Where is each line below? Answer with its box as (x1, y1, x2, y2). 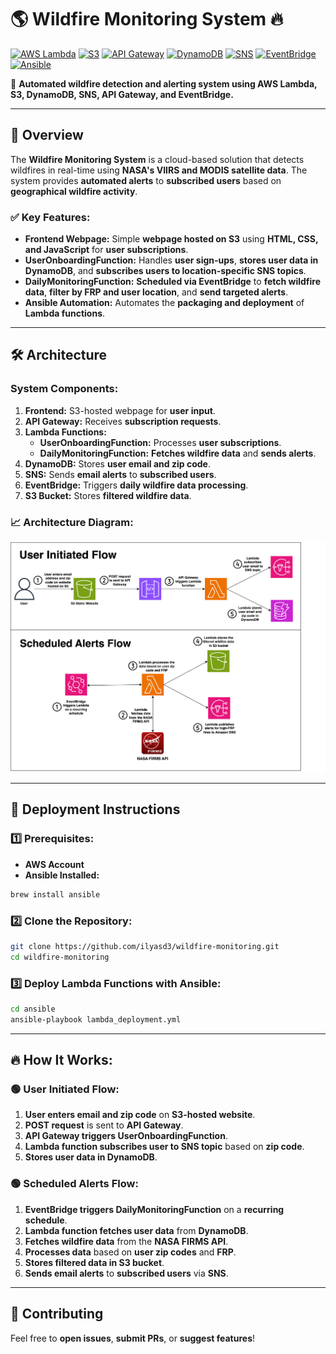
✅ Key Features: (10, 210, 91, 224)
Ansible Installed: (24, 869, 100, 881)
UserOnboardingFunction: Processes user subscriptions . (39, 436, 282, 448)
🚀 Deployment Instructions (10, 801, 181, 818)
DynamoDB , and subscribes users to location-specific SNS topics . (24, 265, 307, 277)
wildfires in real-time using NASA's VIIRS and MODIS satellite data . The (10, 164, 308, 176)
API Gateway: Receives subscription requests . (24, 415, 222, 427)
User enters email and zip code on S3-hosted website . (24, 1109, 256, 1121)
